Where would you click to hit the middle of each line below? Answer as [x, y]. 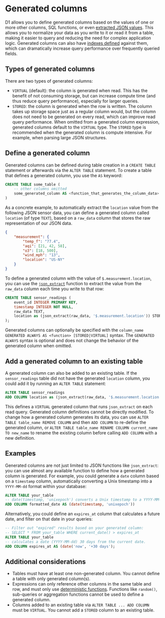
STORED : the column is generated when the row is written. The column [82, 106]
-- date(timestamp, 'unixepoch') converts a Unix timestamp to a [73, 500]
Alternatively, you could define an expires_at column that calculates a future [82, 514]
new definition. [20, 438]
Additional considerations [45, 562]
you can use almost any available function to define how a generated [75, 470]
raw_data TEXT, [29, 311]
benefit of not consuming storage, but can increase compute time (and [84, 96]
